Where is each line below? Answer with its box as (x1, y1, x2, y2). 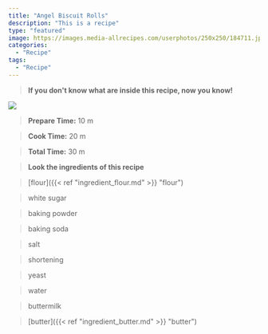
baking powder (27, 208, 78, 218)
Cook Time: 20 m (27, 131, 86, 140)
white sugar (27, 193, 67, 202)
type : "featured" (8, 26, 66, 34)
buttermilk (27, 301, 62, 311)
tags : (8, 57, 26, 65)
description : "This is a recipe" (8, 19, 120, 27)
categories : (8, 41, 48, 49)
